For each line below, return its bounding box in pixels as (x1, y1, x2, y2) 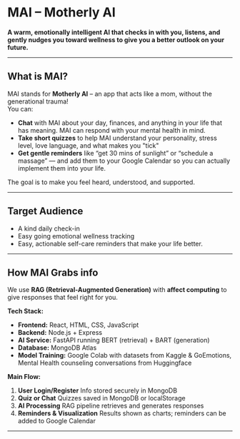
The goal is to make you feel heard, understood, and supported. (7, 178, 195, 186)
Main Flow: (7, 373, 41, 381)
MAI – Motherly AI (7, 4, 116, 21)
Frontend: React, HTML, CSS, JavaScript (17, 321, 139, 329)
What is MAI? (7, 71, 69, 83)
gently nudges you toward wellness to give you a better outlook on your (7, 35, 225, 44)
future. (7, 43, 29, 51)
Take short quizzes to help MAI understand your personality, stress (17, 133, 218, 142)
